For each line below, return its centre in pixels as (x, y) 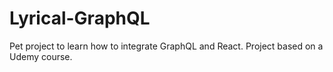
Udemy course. (41, 56)
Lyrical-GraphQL (80, 18)
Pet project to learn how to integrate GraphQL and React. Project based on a (166, 46)
